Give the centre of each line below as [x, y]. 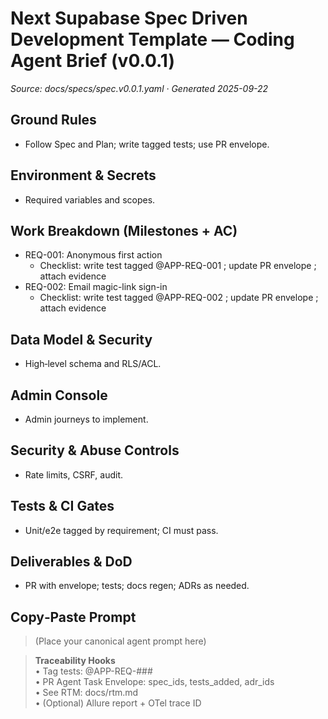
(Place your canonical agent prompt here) [120, 641]
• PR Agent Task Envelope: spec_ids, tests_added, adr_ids [154, 682]
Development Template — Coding [152, 39]
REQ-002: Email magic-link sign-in [96, 287]
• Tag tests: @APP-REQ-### [93, 671]
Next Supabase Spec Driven [129, 18]
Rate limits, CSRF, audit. [73, 474]
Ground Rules [53, 120]
